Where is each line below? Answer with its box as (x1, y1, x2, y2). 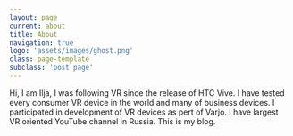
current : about (9, 21, 66, 30)
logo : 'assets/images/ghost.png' (9, 47, 134, 55)
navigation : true (9, 38, 74, 47)
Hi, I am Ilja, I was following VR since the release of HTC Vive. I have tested (9, 87, 285, 98)
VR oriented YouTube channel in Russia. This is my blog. (9, 115, 216, 126)
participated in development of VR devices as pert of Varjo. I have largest (9, 106, 279, 117)
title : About (9, 30, 58, 38)
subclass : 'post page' (9, 64, 94, 72)
